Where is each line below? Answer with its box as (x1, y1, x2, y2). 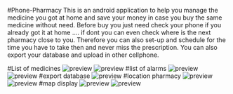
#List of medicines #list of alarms (7, 65, 167, 72)
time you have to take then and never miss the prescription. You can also (7, 43, 218, 51)
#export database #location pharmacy (39, 72, 181, 80)
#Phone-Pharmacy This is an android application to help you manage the (7, 6, 219, 14)
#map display (39, 79, 79, 87)
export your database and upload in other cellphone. (7, 51, 159, 59)
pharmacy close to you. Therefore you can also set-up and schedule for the (7, 36, 226, 44)
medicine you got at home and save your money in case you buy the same (7, 13, 222, 22)
